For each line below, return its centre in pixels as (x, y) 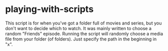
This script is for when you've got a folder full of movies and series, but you (83, 23)
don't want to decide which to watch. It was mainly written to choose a (78, 28)
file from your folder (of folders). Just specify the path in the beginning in (81, 39)
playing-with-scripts (50, 9)
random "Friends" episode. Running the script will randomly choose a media (84, 33)
